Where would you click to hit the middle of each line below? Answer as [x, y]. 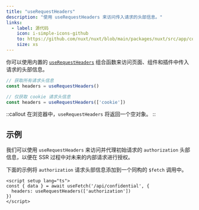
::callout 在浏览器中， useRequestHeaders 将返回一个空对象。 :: [81, 114]
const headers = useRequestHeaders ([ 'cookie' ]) [66, 102]
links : [14, 22]
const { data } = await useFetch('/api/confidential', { [78, 186]
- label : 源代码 [30, 28]
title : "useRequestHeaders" [41, 12]
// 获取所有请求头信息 [30, 80]
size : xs [28, 45]
